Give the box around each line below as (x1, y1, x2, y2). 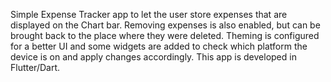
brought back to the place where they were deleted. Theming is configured (10, 30, 320, 41)
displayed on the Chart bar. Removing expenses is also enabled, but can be (10, 19, 321, 31)
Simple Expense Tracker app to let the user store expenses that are (10, 9, 288, 20)
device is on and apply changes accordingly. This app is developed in (10, 51, 297, 63)
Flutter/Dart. (10, 62, 61, 73)
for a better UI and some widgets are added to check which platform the (10, 40, 308, 52)
